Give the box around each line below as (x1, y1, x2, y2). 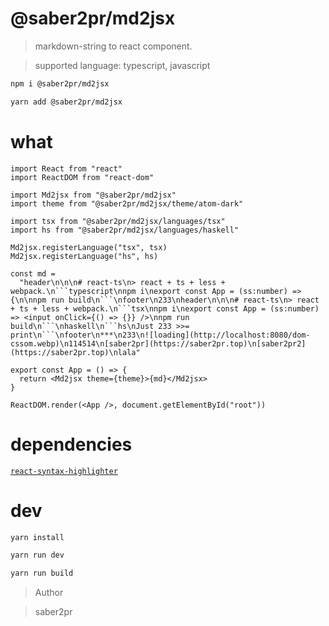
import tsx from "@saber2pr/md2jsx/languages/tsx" (10, 216, 226, 226)
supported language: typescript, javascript (34, 59, 211, 71)
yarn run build (10, 568, 74, 579)
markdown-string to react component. (34, 40, 193, 52)
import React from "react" (10, 163, 123, 174)
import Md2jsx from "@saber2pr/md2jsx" (10, 190, 177, 200)
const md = (10, 268, 56, 279)
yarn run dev (10, 550, 65, 561)
